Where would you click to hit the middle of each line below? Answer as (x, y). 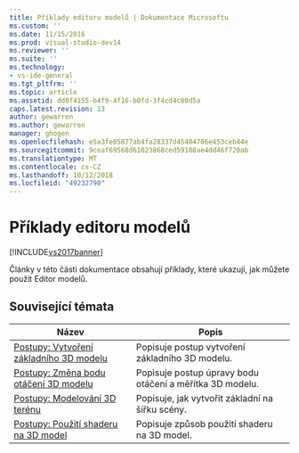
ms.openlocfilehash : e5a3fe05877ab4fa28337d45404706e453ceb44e (129, 142)
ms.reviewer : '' (39, 51)
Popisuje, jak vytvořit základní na (205, 398)
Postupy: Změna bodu (60, 373)
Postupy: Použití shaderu (66, 424)
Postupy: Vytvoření (53, 347)
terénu (28, 409)
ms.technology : (37, 68)
